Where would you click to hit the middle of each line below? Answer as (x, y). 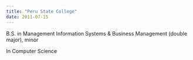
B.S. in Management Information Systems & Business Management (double (97, 33)
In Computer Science (32, 51)
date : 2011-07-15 (27, 17)
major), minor (22, 40)
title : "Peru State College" (42, 11)
